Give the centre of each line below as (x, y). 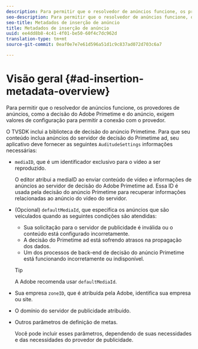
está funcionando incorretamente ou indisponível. (84, 259)
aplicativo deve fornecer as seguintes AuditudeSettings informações (89, 144)
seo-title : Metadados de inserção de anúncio (63, 22)
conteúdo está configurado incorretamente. (76, 233)
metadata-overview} (58, 91)
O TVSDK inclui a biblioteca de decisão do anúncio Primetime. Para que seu (98, 131)
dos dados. (37, 246)
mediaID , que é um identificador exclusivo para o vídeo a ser (88, 162)
